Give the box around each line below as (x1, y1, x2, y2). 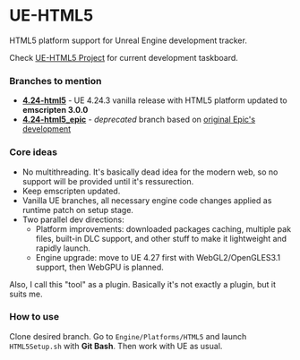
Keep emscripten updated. (21, 185, 121, 196)
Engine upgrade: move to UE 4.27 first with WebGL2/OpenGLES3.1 (35, 252, 281, 262)
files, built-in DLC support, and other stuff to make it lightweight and (35, 233, 287, 244)
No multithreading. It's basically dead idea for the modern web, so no (21, 167, 279, 177)
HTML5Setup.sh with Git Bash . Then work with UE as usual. (9, 340, 223, 351)
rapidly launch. (35, 243, 91, 253)
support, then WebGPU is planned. (35, 261, 164, 272)
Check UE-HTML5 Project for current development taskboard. (9, 52, 239, 63)
